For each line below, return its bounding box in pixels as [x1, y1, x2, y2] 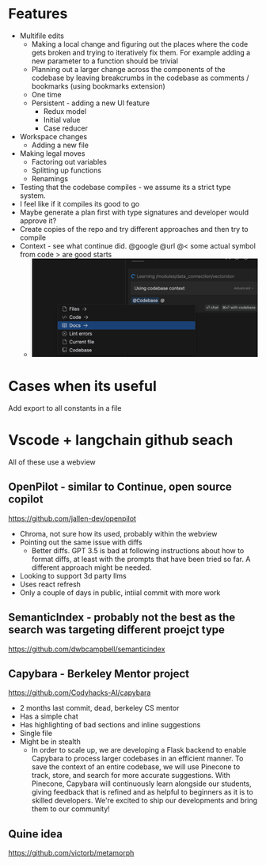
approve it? [19, 215, 57, 226]
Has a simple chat [19, 711, 79, 721]
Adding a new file [31, 140, 89, 150]
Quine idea [8, 827, 63, 840]
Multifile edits [19, 31, 65, 40]
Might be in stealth [19, 737, 81, 746]
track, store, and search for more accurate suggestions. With [31, 771, 231, 780]
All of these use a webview [8, 457, 97, 467]
